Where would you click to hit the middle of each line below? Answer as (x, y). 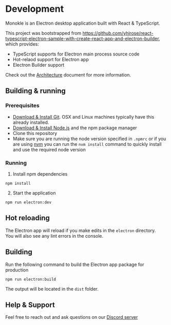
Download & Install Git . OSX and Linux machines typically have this (83, 117)
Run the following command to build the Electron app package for (75, 264)
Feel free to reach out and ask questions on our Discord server (72, 317)
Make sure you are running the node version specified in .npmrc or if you (89, 139)
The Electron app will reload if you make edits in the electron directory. (81, 230)
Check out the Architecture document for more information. (68, 74)
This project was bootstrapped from (43, 33)
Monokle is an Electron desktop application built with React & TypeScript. (83, 23)
